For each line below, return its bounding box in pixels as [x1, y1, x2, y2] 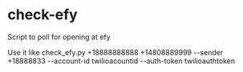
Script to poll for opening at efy [7, 32, 111, 42]
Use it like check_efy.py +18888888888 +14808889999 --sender [7, 47, 224, 57]
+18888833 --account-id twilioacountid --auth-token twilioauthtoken [7, 56, 236, 66]
